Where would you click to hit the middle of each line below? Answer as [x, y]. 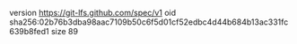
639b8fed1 [29, 31]
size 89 [65, 31]
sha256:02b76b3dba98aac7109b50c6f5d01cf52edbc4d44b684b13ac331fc [149, 22]
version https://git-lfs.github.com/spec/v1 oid [93, 13]
